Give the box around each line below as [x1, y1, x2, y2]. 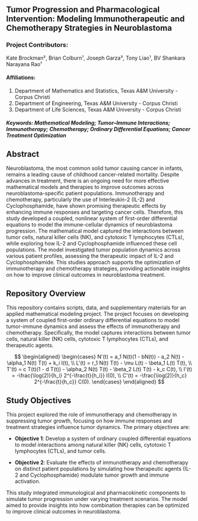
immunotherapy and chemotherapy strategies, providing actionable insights [6, 265, 190, 272]
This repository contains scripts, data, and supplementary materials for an [6, 304, 186, 312]
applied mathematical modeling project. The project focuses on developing [6, 310, 189, 317]
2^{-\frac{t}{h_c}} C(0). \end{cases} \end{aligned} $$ [34, 378, 165, 385]
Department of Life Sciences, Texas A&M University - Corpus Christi [14, 106, 181, 113]
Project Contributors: [6, 41, 69, 49]
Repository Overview [6, 289, 86, 299]
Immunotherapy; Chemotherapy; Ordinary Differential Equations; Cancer [6, 126, 191, 133]
